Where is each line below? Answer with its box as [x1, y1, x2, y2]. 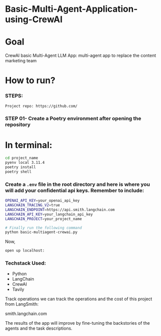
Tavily [12, 286, 24, 292]
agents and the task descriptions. [5, 325, 72, 332]
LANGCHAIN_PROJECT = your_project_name [5, 216, 82, 221]
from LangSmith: [5, 301, 39, 307]
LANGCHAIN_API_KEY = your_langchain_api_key [5, 212, 93, 217]
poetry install [5, 165, 36, 170]
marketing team [5, 58, 37, 64]
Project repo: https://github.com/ [5, 103, 78, 108]
